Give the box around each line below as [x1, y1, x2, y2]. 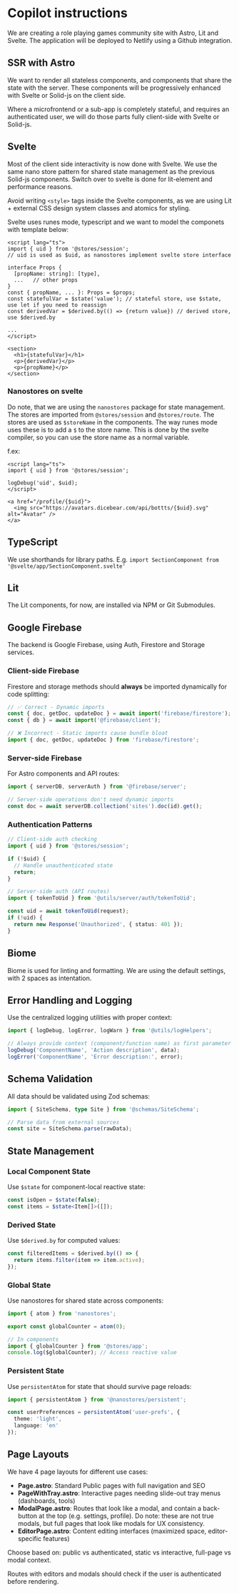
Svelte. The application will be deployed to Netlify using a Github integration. [7, 36, 233, 44]
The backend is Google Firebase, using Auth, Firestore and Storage [7, 641, 205, 649]
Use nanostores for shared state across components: [7, 1296, 164, 1305]
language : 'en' [14, 1422, 59, 1430]
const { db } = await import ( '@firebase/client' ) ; [7, 717, 161, 724]
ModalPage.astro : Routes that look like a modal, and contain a [17, 1504, 202, 1512]
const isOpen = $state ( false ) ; [7, 1196, 101, 1203]
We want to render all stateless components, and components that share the [7, 76, 232, 84]
